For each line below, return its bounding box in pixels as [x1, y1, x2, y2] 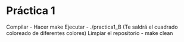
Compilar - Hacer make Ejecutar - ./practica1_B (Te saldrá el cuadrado [6, 23, 178, 30]
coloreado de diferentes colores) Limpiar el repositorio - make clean [6, 29, 173, 36]
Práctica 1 [6, 4, 55, 17]
